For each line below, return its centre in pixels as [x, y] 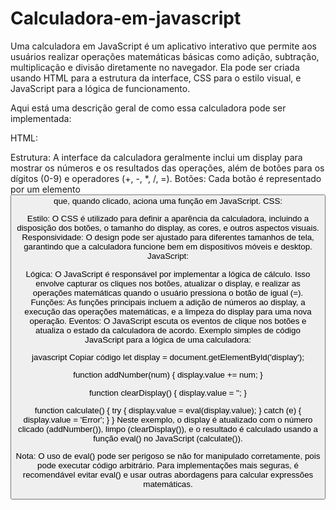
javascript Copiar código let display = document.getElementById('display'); [168, 357]
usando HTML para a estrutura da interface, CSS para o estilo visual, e [156, 78]
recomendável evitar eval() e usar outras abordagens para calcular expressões [168, 475]
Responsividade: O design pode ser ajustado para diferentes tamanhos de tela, [168, 237]
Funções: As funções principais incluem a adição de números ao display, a [168, 302]
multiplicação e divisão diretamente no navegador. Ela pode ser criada [155, 67]
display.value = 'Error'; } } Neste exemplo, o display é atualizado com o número [168, 419]
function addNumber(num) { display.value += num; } [168, 375]
